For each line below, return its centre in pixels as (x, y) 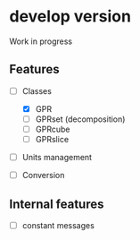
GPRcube (53, 129)
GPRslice (52, 139)
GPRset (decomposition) (80, 119)
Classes (37, 90)
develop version (70, 17)
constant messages (58, 225)
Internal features (57, 204)
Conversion (43, 176)
